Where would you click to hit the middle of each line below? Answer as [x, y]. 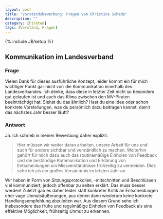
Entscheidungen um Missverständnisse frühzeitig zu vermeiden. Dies [86, 165]
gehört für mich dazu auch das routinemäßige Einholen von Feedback [87, 155]
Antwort [15, 125]
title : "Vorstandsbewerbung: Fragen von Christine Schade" [66, 14]
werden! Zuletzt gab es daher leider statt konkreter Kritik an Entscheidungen [81, 191]
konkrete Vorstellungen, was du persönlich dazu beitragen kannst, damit [78, 107]
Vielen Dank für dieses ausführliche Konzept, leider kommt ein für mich [76, 81]
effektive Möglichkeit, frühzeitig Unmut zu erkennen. [58, 211]
